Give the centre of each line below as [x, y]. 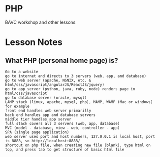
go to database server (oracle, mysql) [46, 98]
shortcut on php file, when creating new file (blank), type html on [78, 145]
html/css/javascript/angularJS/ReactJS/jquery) [55, 84]
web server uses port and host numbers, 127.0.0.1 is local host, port [80, 136]
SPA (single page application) [37, 132]
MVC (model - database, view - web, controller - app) [63, 128]
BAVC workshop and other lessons [40, 22]
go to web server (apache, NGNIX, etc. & [48, 80]
